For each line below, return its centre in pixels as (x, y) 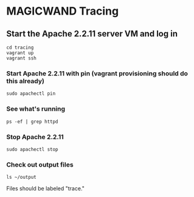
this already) (25, 81)
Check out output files (40, 164)
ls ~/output (21, 178)
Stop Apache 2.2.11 (35, 137)
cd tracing (20, 47)
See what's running (36, 109)
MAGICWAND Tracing (63, 11)
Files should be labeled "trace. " (46, 188)
